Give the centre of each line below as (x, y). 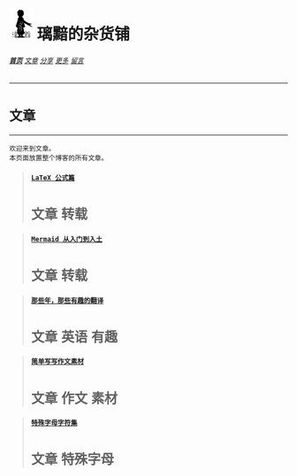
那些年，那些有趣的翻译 (67, 300)
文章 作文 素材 (74, 399)
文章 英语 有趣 (74, 337)
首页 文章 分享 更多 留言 (46, 60)
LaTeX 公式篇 (53, 178)
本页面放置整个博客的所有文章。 (59, 157)
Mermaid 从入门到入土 (67, 239)
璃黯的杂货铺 (84, 35)
